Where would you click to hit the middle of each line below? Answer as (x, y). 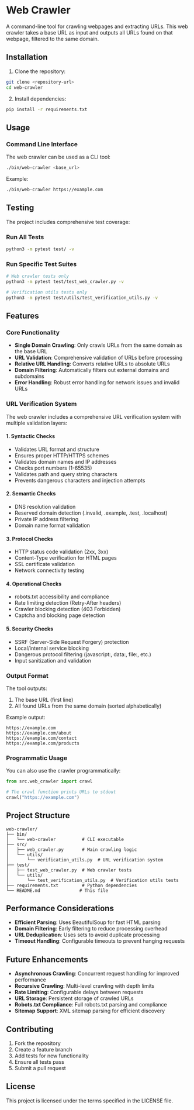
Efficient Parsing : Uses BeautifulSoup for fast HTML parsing (87, 922)
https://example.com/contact (41, 738)
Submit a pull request (40, 1068)
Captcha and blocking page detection (60, 615)
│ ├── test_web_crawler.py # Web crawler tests (69, 870)
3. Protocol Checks (30, 539)
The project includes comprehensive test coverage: (68, 222)
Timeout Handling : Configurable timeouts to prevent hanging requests (100, 941)
